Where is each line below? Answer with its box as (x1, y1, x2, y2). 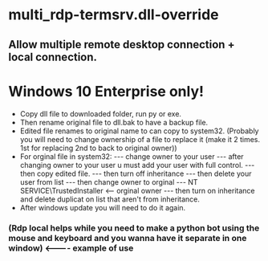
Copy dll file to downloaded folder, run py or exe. (19, 108, 182, 118)
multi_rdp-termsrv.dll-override (8, 6, 219, 24)
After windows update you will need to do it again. (19, 202, 186, 212)
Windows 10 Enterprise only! (8, 82, 205, 100)
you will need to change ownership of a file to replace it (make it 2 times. (19, 134, 261, 144)
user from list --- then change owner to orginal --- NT (19, 177, 198, 186)
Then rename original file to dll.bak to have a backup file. (19, 117, 209, 127)
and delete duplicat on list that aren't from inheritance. (19, 194, 201, 204)
